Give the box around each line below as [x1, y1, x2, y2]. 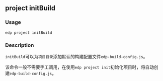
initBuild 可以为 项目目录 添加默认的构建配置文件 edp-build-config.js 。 [5, 53, 148, 59]
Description [5, 42, 34, 49]
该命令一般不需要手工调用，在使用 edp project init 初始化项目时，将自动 [5, 64, 154, 70]
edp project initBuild [5, 30, 52, 35]
